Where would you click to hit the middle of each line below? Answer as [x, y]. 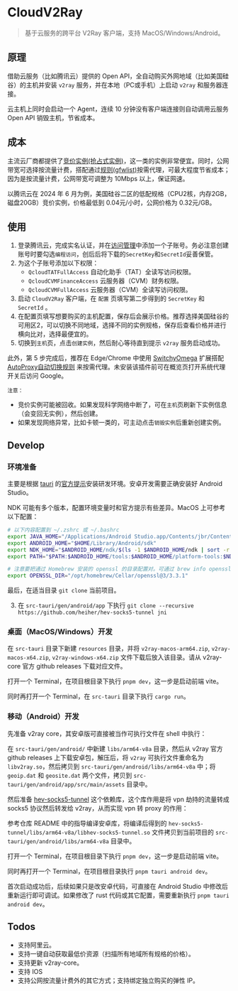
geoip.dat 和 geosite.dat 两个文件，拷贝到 [70, 775]
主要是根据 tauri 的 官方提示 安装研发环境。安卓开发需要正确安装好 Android [115, 484]
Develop [26, 445]
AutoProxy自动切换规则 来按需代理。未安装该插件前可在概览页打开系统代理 [117, 367]
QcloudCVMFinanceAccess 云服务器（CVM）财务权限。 [105, 281]
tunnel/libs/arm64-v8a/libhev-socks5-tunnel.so [79, 833]
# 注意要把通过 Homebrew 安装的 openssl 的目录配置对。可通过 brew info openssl [119, 569]
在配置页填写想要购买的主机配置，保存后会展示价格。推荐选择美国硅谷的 [123, 316]
